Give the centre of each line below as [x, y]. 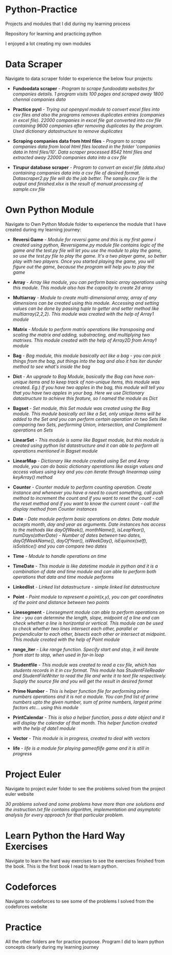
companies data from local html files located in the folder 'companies [87, 146]
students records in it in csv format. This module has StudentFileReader [89, 670]
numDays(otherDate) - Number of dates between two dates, [77, 535]
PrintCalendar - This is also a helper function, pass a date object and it [89, 717]
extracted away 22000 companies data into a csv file [70, 157]
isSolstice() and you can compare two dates [60, 546]
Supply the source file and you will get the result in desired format [83, 681]
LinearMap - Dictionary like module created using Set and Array [81, 461]
